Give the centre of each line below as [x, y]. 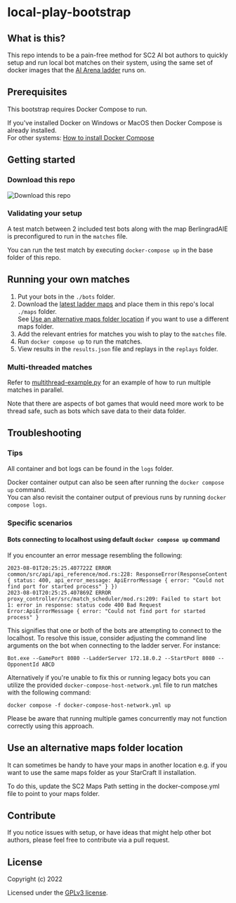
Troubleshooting [45, 433]
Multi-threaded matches [50, 367]
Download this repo [41, 180]
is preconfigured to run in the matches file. [67, 236]
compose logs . [27, 505]
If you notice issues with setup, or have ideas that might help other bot [109, 833]
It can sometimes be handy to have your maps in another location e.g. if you [117, 765]
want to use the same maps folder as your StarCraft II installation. [102, 772]
